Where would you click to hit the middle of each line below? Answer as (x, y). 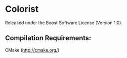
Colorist (22, 9)
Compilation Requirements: (48, 38)
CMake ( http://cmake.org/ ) (32, 50)
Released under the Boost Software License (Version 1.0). (64, 23)
